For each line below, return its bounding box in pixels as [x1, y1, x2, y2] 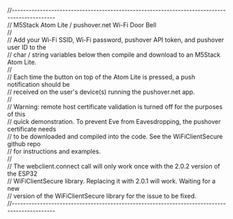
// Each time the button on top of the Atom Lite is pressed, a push [7, 73, 196, 81]
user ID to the [7, 43, 47, 51]
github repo [7, 140, 41, 148]
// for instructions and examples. [7, 147, 101, 155]
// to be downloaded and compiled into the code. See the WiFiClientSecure [7, 132, 223, 141]
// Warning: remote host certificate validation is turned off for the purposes [7, 103, 223, 111]
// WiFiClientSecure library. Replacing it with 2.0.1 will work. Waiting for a [7, 177, 216, 185]
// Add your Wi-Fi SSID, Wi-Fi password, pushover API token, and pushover [7, 36, 225, 44]
